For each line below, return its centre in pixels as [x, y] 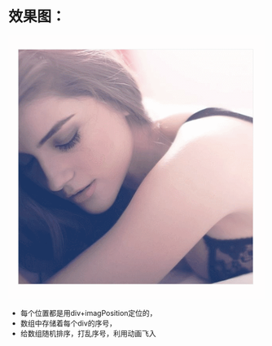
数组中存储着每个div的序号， [68, 323]
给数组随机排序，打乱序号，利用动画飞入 [88, 333]
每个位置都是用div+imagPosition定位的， [88, 313]
